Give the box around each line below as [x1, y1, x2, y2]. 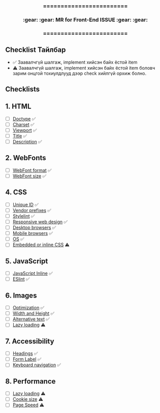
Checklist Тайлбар [5, 46, 66, 54]
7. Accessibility [5, 337, 54, 345]
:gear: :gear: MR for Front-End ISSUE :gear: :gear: [22, 16, 148, 23]
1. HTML [5, 102, 31, 111]
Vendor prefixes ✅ [12, 207, 52, 213]
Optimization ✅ [12, 305, 45, 311]
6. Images [5, 291, 37, 300]
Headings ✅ [12, 350, 38, 357]
